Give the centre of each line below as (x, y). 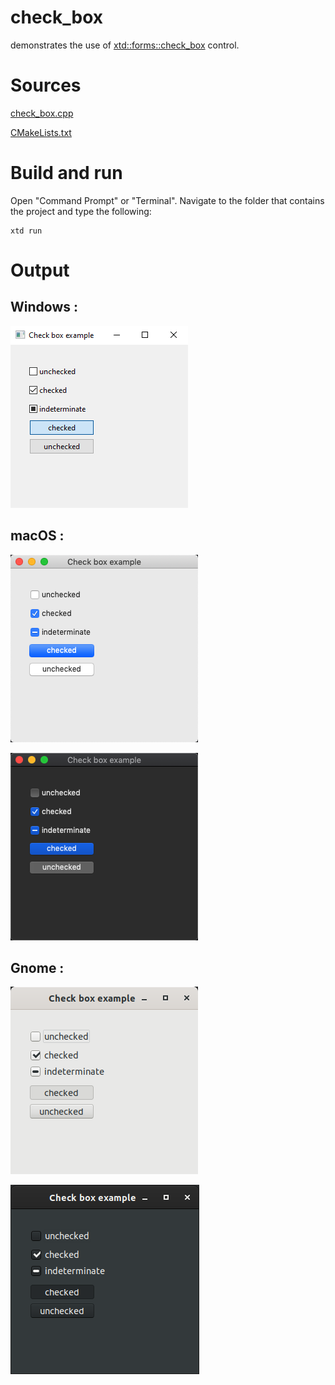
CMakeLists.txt (41, 132)
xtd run (26, 231)
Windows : (44, 307)
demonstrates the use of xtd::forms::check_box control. (125, 45)
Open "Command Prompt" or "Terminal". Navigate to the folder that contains (167, 200)
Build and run (66, 173)
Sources (46, 85)
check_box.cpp (42, 113)
